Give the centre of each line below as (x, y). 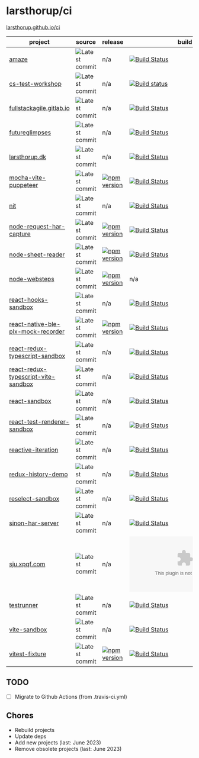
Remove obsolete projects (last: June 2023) (68, 749)
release (113, 41)
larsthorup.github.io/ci (33, 27)
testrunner (24, 605)
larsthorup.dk (28, 157)
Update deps (31, 736)
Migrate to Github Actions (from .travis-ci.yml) (71, 696)
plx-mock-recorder (37, 331)
